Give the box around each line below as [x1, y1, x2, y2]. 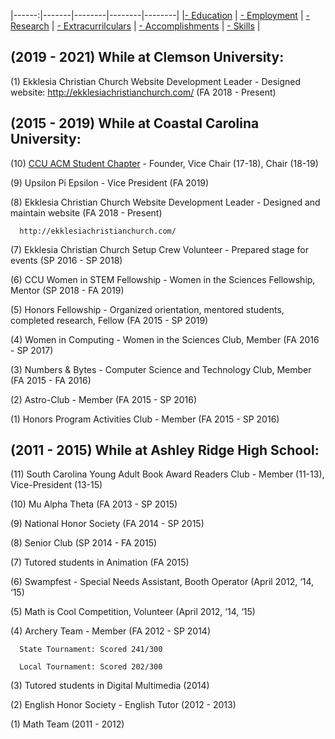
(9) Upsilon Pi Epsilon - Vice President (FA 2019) [10, 176, 210, 189]
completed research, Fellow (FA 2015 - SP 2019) [10, 314, 209, 326]
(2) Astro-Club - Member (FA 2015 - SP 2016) [10, 393, 198, 405]
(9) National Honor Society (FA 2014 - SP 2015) [10, 518, 205, 530]
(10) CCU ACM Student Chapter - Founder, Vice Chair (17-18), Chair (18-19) [10, 157, 319, 169]
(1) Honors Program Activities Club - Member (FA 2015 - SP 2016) [10, 413, 280, 425]
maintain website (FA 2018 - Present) [10, 206, 163, 219]
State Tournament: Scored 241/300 [19, 645, 163, 655]
